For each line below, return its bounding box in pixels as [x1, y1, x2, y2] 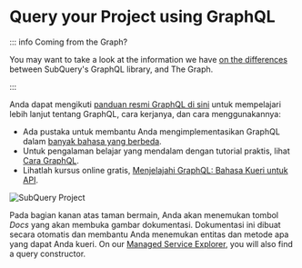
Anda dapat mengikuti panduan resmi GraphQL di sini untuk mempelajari [9, 98, 282, 110]
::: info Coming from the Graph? [9, 36, 128, 47]
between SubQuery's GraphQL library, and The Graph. [9, 64, 214, 74]
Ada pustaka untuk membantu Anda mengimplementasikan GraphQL [22, 125, 280, 137]
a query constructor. [9, 248, 86, 259]
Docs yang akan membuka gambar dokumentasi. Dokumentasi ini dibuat [9, 219, 281, 230]
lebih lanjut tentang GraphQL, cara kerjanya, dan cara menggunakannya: [9, 108, 282, 119]
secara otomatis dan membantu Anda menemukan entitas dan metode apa [9, 229, 289, 240]
